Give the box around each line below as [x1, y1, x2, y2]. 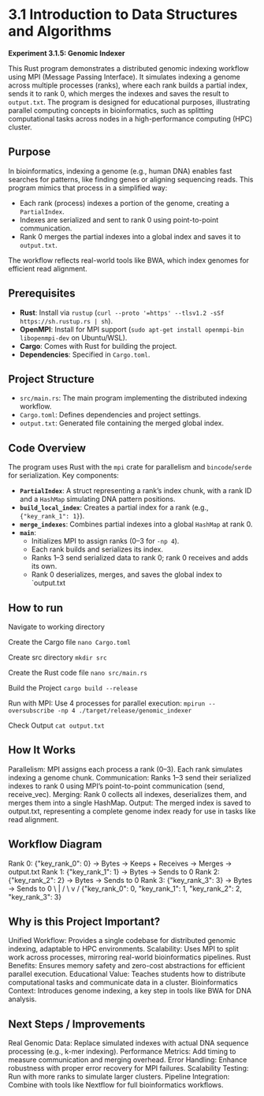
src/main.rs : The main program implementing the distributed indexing [19, 393, 247, 403]
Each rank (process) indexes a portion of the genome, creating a [19, 198, 230, 208]
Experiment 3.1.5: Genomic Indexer [8, 48, 125, 58]
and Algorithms [8, 22, 112, 40]
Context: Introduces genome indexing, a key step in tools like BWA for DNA [8, 986, 252, 996]
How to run [8, 601, 64, 615]
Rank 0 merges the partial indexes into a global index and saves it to [19, 231, 241, 241]
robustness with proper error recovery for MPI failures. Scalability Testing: [8, 1064, 249, 1073]
